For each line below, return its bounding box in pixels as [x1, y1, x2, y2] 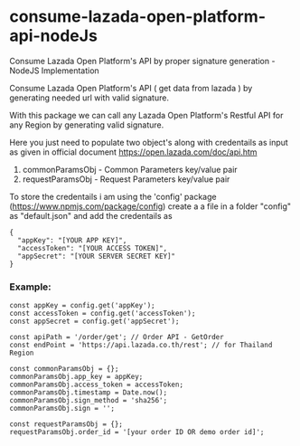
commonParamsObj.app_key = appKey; [9, 373, 144, 382]
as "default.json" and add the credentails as [9, 210, 173, 221]
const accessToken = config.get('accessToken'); [9, 309, 196, 318]
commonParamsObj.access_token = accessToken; [9, 380, 183, 390]
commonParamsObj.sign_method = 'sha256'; [9, 396, 168, 405]
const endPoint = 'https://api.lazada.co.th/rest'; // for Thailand [9, 341, 273, 350]
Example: [9, 280, 52, 293]
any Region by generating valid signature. [9, 119, 164, 130]
